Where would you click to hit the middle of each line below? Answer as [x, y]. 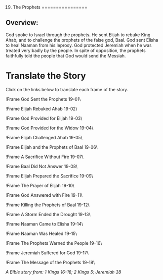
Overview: [22, 23]
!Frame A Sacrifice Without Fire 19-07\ [44, 157]
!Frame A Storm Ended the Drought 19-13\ [48, 214]
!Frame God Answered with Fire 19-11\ [44, 195]
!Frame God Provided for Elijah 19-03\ [44, 118]
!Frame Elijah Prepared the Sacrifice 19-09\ [49, 176]
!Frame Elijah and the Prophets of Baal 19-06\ [52, 147]
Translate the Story [46, 76]
